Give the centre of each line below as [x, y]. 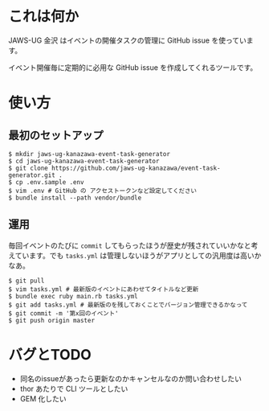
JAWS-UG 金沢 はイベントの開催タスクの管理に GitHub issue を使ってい [127, 40]
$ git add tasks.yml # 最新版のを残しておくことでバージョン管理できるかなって [128, 305]
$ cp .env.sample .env [46, 182]
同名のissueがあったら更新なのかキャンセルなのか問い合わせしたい [131, 378]
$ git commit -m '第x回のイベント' [63, 313]
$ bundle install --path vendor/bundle [75, 198]
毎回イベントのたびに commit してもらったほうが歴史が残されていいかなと [130, 245]
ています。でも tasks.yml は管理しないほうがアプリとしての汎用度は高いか [138, 255]
